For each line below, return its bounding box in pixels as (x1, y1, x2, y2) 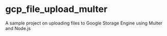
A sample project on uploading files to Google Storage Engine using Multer (5, 20, 162, 26)
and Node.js (5, 25, 31, 31)
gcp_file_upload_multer (5, 3, 108, 15)
